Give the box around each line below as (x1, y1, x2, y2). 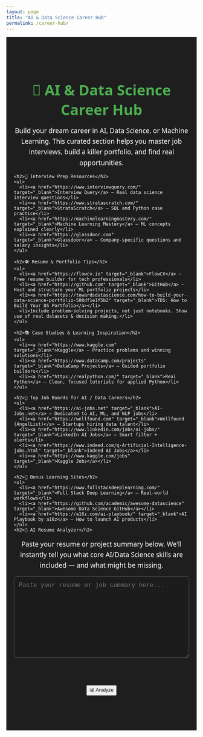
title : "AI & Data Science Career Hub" (6, 14, 107, 21)
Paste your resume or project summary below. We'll (21, 539, 182, 549)
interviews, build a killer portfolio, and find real (29, 147, 174, 157)
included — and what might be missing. (39, 560, 164, 570)
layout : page (6, 8, 39, 15)
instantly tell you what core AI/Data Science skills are (20, 549, 183, 559)
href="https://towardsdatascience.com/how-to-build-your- (38, 292, 187, 298)
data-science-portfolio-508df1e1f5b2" (14, 297, 112, 303)
